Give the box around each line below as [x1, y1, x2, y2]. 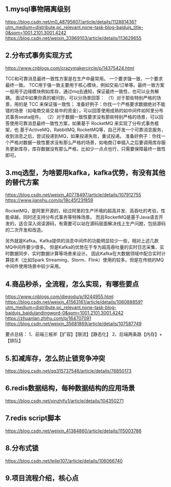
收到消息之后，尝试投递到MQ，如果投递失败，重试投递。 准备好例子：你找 [5, 133, 161, 139]
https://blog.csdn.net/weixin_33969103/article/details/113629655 [5, 35, 141, 41]
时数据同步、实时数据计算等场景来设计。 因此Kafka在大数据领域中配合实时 [5, 251, 161, 257]
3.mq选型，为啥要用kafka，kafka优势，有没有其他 [5, 168, 165, 177]
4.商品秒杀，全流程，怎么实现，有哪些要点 [5, 280, 139, 288]
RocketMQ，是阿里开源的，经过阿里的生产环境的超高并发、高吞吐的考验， [5, 208, 161, 214]
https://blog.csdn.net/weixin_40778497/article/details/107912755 [5, 192, 141, 198]
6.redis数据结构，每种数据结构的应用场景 [5, 384, 135, 393]
